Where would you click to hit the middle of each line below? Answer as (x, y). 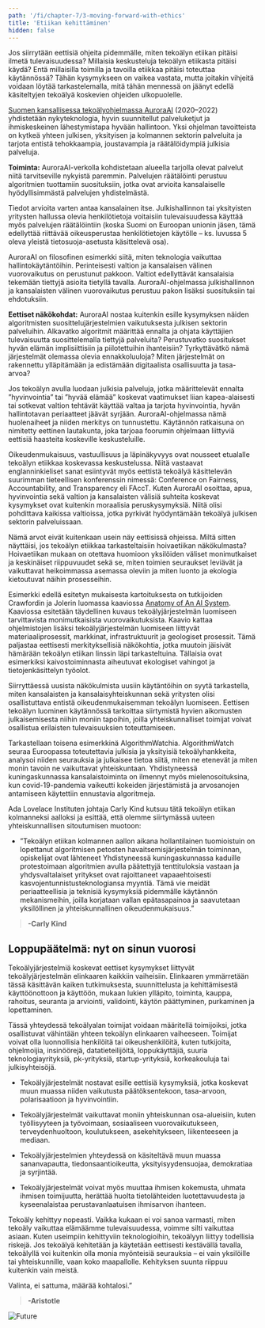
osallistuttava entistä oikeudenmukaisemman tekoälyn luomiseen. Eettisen (129, 702)
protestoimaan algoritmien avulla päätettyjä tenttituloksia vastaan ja (129, 866)
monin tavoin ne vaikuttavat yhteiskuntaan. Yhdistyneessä (103, 768)
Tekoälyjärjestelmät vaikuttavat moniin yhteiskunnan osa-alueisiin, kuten (137, 1115)
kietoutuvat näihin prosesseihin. (60, 580)
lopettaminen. (31, 1010)
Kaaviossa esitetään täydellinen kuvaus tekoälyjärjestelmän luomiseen (123, 611)
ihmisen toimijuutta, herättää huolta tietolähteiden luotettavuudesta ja (132, 1196)
